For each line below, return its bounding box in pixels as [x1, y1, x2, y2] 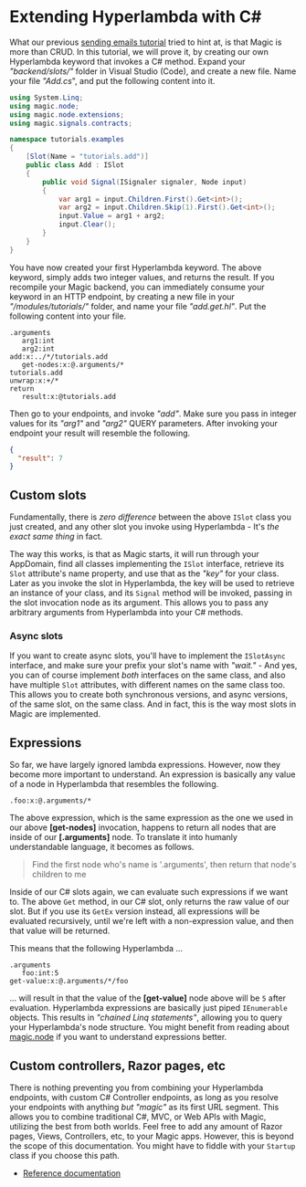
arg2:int [21, 344, 55, 353]
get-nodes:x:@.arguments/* [21, 360, 125, 369]
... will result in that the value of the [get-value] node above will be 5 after [9, 993, 286, 1003]
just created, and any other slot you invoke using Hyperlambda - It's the [9, 521, 280, 532]
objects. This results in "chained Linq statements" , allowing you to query [9, 1012, 283, 1024]
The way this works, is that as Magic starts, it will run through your [9, 549, 259, 560]
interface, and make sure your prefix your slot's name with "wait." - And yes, [9, 660, 298, 671]
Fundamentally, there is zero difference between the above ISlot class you [9, 511, 292, 522]
